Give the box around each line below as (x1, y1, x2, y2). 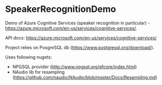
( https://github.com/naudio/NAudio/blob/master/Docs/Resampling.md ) (12, 74, 158, 80)
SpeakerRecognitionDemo (5, 3, 116, 15)
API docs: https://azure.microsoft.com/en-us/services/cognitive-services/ (5, 35, 157, 41)
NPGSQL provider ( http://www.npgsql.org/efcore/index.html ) (12, 64, 137, 70)
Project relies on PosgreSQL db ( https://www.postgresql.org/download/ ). (5, 44, 155, 50)
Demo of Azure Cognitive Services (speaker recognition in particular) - (5, 20, 150, 26)
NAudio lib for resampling (12, 69, 65, 75)
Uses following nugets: (5, 54, 52, 60)
